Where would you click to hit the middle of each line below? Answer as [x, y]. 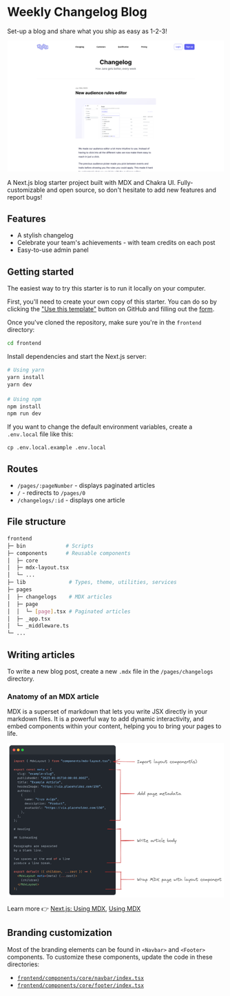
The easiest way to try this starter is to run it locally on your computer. [106, 289]
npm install [24, 407]
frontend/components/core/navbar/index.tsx [81, 978]
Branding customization [60, 933]
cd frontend [24, 343]
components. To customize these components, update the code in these [110, 957]
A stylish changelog [45, 235]
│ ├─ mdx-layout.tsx [38, 568]
